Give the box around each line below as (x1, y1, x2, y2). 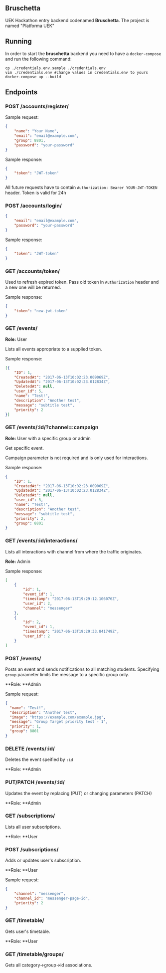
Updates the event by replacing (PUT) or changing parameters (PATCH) (5, 790, 152, 796)
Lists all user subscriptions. (5, 824, 61, 830)
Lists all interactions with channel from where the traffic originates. (5, 548, 143, 554)
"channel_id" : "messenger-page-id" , (14, 896, 91, 901)
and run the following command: (5, 56, 72, 62)
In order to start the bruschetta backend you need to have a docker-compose (5, 50, 162, 57)
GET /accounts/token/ (5, 268, 60, 275)
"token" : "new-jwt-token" (14, 308, 68, 313)
